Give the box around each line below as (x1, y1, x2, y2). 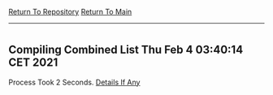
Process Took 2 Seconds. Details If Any (8, 77, 141, 87)
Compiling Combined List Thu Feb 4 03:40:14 (8, 43, 244, 57)
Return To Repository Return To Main (8, 7, 132, 16)
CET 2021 (8, 56, 58, 70)
